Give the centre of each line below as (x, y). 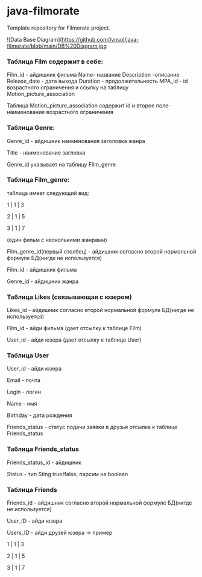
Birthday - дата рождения (39, 415)
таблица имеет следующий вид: (48, 193)
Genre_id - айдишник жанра (43, 281)
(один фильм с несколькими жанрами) (57, 240)
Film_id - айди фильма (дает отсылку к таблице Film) (74, 328)
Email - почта (24, 380)
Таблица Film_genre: (38, 180)
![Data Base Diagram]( (34, 39)
